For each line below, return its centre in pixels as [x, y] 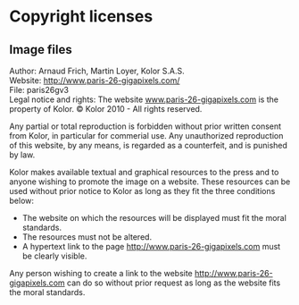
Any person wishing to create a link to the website [101, 273]
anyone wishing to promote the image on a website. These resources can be [150, 182]
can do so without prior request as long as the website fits [174, 283]
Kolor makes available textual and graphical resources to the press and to [144, 172]
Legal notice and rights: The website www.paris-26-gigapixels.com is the [144, 99]
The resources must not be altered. [87, 237]
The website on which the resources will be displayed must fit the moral [154, 218]
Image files [41, 50]
